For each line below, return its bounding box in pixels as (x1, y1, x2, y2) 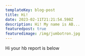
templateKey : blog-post (5, 7, 56, 13)
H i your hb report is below (5, 45, 60, 51)
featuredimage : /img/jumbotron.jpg (5, 31, 80, 36)
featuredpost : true (5, 26, 47, 32)
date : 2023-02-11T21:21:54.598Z (5, 17, 73, 22)
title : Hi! (5, 12, 28, 17)
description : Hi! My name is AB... (5, 21, 80, 27)
